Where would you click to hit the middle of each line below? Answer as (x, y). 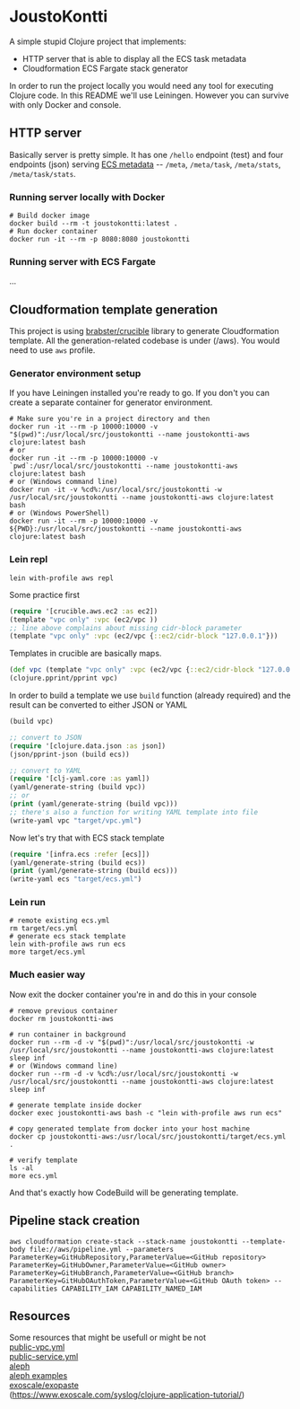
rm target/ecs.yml (43, 929)
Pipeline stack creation (75, 1221)
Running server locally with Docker (87, 197)
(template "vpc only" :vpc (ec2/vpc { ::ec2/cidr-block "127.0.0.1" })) (144, 636)
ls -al (21, 1168)
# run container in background (68, 1035)
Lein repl (29, 559)
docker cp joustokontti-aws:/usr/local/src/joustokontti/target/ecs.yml (148, 1136)
